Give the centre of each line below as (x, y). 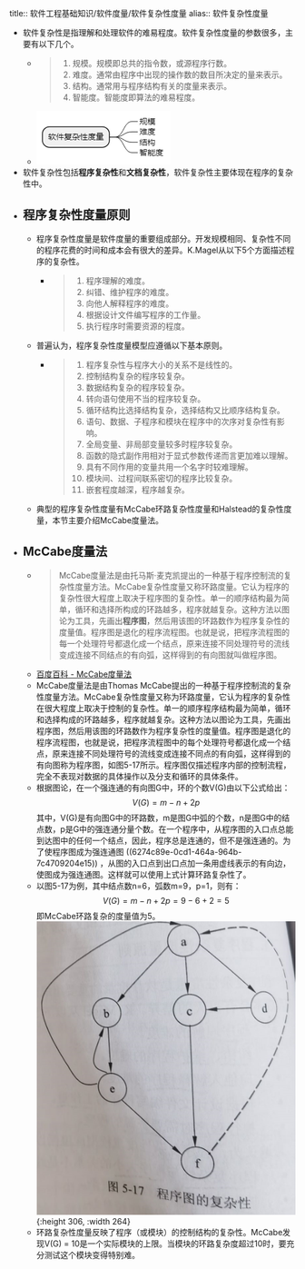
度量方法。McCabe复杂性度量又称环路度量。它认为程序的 (182, 586)
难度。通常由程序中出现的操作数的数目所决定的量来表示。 (180, 74)
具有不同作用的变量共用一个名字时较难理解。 (169, 467)
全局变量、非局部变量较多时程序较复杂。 (162, 444)
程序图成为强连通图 (88, 851)
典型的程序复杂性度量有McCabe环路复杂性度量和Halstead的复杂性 (160, 509)
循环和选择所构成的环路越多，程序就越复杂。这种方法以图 (182, 609)
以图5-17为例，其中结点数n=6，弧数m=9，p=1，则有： (138, 886)
